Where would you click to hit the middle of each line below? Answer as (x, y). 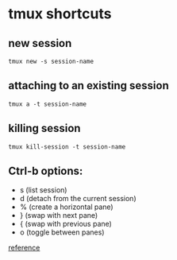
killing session (44, 128)
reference (24, 248)
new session (40, 43)
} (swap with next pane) (59, 215)
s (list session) (43, 190)
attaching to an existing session (88, 85)
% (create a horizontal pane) (66, 207)
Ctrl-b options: (46, 171)
